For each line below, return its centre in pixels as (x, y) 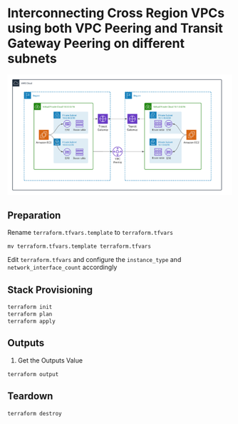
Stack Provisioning (50, 289)
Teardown (30, 397)
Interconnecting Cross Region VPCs (116, 13)
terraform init (30, 307)
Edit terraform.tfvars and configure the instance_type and (94, 260)
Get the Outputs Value (50, 360)
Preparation (34, 215)
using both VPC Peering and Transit (115, 28)
